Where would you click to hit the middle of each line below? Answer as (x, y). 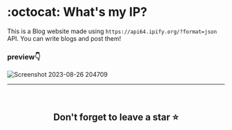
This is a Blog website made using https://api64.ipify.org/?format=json (112, 31)
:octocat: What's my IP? (77, 12)
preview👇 (24, 57)
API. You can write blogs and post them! (64, 38)
